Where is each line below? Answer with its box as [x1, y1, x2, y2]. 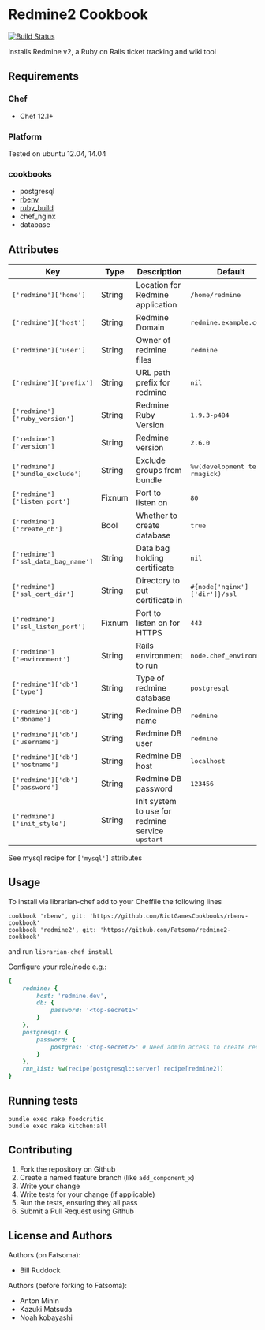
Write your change [19, 1181, 80, 1190]
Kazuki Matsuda [19, 1304, 73, 1313]
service [136, 825, 164, 836]
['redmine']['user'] [12, 345, 86, 354]
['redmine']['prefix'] [12, 378, 94, 387]
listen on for [136, 617, 181, 628]
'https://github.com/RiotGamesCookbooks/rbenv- [89, 912, 248, 920]
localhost [190, 757, 226, 766]
